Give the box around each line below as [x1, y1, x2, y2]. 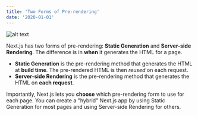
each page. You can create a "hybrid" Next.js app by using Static [6, 96, 165, 104]
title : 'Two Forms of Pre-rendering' [6, 8, 100, 15]
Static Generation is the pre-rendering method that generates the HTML [14, 60, 193, 67]
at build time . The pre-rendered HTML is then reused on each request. [14, 66, 188, 73]
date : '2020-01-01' [6, 14, 55, 20]
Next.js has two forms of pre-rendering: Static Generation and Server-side [6, 42, 191, 49]
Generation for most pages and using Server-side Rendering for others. [6, 103, 181, 110]
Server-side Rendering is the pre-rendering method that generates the [14, 73, 190, 80]
